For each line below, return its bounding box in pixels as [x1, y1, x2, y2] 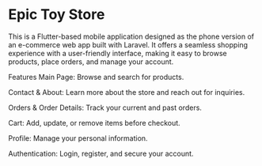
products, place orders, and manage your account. [8, 57, 174, 66]
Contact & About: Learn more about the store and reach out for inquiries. [8, 87, 245, 96]
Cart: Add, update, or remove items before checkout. [8, 118, 180, 127]
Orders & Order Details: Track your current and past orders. [8, 103, 202, 112]
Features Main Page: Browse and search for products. [8, 72, 184, 81]
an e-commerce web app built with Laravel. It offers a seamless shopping [8, 40, 248, 49]
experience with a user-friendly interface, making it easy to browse [8, 48, 227, 58]
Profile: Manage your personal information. [8, 133, 148, 143]
